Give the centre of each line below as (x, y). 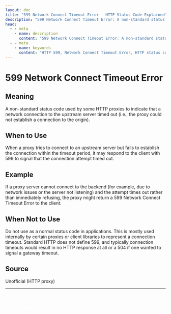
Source (17, 269)
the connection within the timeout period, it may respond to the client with (83, 153)
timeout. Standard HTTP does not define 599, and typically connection (79, 242)
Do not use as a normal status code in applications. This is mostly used (80, 231)
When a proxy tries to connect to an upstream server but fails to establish (82, 148)
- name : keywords (33, 48)
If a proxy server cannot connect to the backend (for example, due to (78, 187)
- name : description (36, 34)
